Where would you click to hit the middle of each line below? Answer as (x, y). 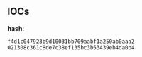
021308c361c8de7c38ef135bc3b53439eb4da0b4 (71, 47)
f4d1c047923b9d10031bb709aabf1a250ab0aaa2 (71, 42)
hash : (16, 28)
